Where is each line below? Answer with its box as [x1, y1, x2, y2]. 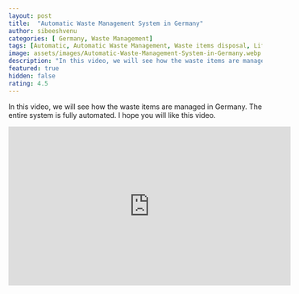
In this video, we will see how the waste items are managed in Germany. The [8, 102, 263, 111]
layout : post [8, 11, 52, 20]
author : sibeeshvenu [8, 27, 78, 35]
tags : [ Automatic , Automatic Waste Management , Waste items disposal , [8, 42, 251, 50]
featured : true [8, 65, 60, 73]
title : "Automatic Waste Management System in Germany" [8, 19, 204, 27]
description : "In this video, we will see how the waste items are [8, 57, 240, 65]
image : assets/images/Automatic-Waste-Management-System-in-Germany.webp [8, 49, 262, 57]
